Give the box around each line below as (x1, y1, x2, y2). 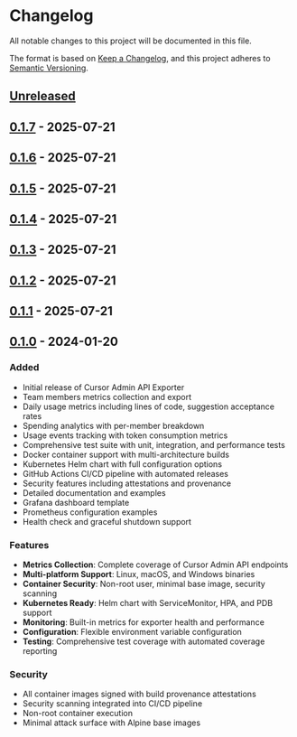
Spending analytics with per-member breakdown (22, 420, 205, 431)
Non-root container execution (22, 708, 134, 719)
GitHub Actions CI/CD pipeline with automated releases (22, 468, 228, 479)
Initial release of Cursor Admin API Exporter (22, 381, 185, 393)
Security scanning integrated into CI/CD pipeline (22, 698, 203, 709)
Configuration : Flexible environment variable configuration (22, 627, 242, 638)
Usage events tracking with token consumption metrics (22, 430, 228, 441)
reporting (22, 646, 58, 657)
